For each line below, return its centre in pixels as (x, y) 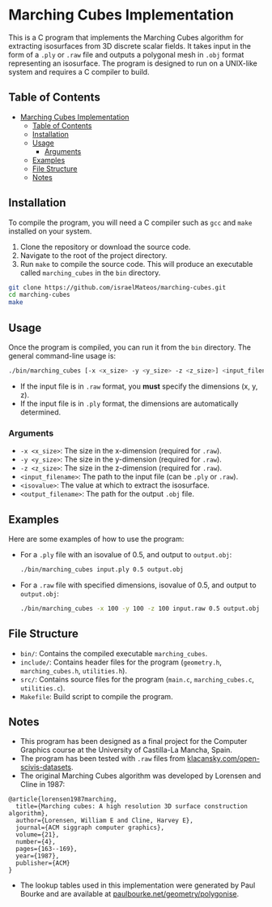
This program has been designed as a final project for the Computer (134, 742)
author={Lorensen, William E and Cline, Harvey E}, (105, 821)
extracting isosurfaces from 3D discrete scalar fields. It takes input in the (130, 45)
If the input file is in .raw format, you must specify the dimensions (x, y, (139, 386)
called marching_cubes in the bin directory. (90, 273)
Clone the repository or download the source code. (105, 247)
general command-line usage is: (62, 356)
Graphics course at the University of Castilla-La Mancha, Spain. (126, 750)
